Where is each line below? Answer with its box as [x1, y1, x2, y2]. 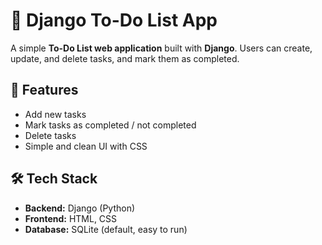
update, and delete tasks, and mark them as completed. [10, 52, 240, 64]
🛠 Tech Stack [10, 170, 98, 188]
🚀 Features [10, 82, 79, 99]
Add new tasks [24, 108, 87, 120]
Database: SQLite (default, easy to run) [24, 223, 188, 235]
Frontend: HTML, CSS [24, 212, 118, 224]
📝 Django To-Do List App [10, 9, 218, 32]
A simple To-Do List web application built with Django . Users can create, [10, 42, 313, 54]
